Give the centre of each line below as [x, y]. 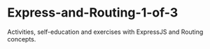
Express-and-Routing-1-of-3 [93, 13]
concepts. [22, 39]
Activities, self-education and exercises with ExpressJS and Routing [105, 32]
